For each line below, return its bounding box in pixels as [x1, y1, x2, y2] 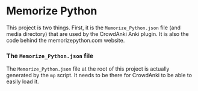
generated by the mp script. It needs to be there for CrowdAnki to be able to [6, 72, 193, 79]
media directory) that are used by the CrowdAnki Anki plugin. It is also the [6, 30, 189, 37]
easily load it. [6, 78, 39, 85]
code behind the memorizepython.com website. [6, 37, 125, 44]
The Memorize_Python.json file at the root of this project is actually [6, 65, 170, 72]
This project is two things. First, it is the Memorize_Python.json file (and [6, 24, 181, 31]
